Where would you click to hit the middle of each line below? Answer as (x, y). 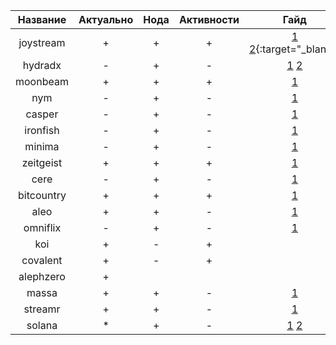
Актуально (106, 19)
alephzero (42, 276)
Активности (209, 19)
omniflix (42, 227)
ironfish (42, 130)
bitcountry (42, 195)
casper (42, 114)
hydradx (42, 65)
